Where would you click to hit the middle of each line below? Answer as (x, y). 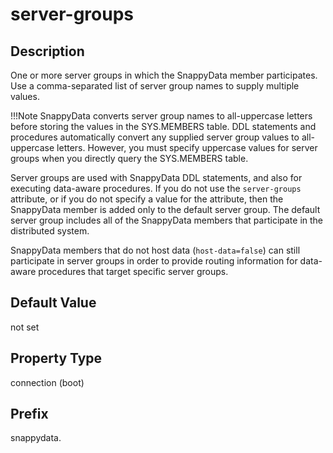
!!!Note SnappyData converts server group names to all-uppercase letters (161, 116)
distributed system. (50, 231)
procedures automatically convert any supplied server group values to (155, 137)
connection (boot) (47, 382)
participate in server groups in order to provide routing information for (154, 261)
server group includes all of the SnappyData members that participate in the (167, 220)
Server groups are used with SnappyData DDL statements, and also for (156, 177)
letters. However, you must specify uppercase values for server (187, 147)
